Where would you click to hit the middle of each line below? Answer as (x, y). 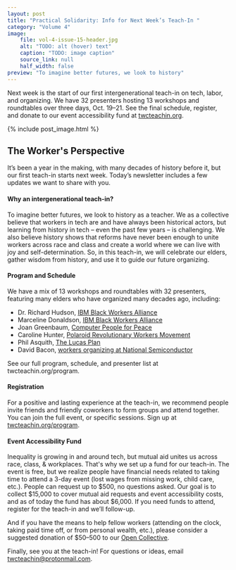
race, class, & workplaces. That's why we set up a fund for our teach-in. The (118, 464)
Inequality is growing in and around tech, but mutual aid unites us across (113, 457)
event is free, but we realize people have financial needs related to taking (113, 471)
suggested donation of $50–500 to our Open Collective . (88, 538)
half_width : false (47, 66)
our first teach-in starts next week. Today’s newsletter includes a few (107, 175)
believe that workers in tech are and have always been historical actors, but (117, 222)
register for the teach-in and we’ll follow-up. (71, 509)
